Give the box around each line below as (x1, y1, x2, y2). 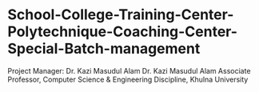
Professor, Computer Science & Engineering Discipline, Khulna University (7, 74, 249, 84)
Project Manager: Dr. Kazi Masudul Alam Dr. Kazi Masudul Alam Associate (7, 66, 251, 75)
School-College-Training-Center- (7, 6, 234, 24)
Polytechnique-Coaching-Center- (7, 22, 237, 41)
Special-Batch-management (7, 40, 201, 58)
